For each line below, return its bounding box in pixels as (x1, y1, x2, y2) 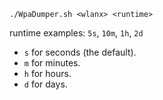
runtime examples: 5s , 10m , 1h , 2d (9, 27, 144, 39)
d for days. (23, 78, 68, 90)
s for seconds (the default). (23, 46, 137, 58)
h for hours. (23, 68, 72, 79)
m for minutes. (23, 57, 81, 69)
